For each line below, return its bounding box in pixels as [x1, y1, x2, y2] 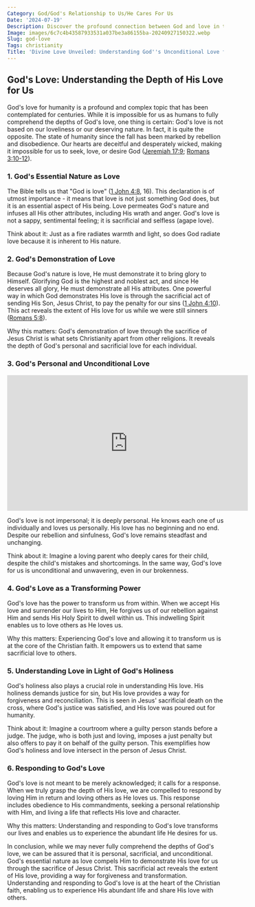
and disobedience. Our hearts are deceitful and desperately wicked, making [7, 139, 222, 148]
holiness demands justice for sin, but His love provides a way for [7, 689, 190, 698]
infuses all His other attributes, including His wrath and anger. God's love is [7, 209, 220, 217]
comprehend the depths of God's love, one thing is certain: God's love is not [7, 118, 223, 126]
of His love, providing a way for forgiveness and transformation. [7, 872, 188, 880]
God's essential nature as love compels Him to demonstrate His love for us [7, 857, 219, 865]
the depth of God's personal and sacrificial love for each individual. [7, 342, 197, 350]
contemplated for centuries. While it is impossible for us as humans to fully [7, 110, 219, 118]
